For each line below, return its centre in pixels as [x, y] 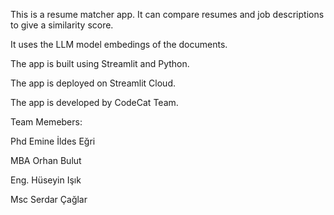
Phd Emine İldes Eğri [53, 141]
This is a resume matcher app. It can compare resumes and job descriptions [167, 14]
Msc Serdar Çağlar [49, 199]
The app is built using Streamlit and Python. [100, 63]
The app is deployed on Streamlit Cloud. [93, 83]
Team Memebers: [46, 122]
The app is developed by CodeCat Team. [94, 102]
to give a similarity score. [62, 25]
